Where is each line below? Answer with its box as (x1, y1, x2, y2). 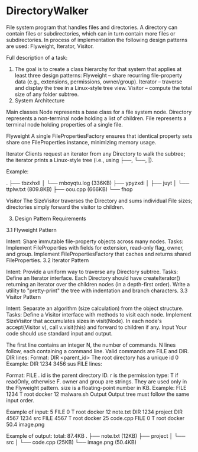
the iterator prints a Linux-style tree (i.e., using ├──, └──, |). (6, 156, 154, 163)
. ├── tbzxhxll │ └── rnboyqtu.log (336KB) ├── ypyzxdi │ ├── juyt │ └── (6, 179, 190, 186)
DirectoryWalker (6, 4, 89, 18)
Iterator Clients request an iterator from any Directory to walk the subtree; (6, 150, 186, 157)
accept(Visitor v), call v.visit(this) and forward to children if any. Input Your (6, 324, 187, 331)
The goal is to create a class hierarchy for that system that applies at (14, 65, 182, 72)
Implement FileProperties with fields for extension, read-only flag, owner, (6, 244, 184, 251)
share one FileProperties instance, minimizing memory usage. (6, 138, 157, 146)
